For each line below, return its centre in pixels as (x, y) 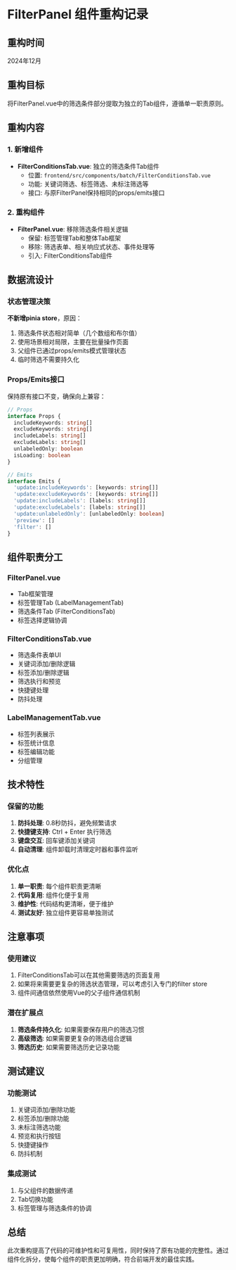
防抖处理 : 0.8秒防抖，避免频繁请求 (67, 823)
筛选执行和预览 (39, 681)
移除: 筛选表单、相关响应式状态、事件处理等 (91, 246)
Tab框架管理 (35, 594)
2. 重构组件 (26, 212)
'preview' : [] (34, 520)
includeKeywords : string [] (53, 423)
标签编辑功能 (36, 751)
